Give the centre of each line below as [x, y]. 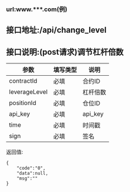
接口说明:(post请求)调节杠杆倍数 [65, 52]
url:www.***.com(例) [37, 9]
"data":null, [32, 174]
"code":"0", [31, 169]
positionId [23, 103]
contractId [23, 81]
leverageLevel [28, 92]
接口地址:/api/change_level [56, 30]
